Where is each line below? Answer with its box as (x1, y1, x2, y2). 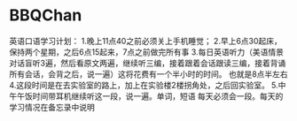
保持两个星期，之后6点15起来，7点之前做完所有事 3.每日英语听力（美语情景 (9, 46, 284, 57)
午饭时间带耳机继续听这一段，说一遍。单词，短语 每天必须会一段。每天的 (16, 90, 284, 102)
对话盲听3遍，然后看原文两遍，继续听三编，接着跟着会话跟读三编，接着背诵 (9, 57, 286, 68)
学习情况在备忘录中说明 (9, 102, 95, 112)
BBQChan (9, 5, 82, 26)
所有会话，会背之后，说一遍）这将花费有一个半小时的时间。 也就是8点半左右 (9, 68, 288, 79)
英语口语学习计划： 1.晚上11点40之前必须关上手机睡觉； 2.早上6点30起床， (9, 35, 282, 46)
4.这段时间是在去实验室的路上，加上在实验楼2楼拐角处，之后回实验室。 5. (9, 79, 279, 90)
